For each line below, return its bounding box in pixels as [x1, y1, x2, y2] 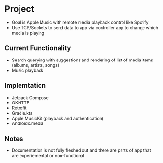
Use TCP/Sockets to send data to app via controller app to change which [11, 24, 159, 30]
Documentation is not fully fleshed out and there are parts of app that [11, 147, 152, 153]
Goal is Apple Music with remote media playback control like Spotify [11, 20, 149, 25]
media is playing [11, 30, 45, 36]
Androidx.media [11, 121, 44, 126]
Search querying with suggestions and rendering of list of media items [11, 57, 153, 63]
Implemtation [4, 81, 46, 90]
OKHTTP [11, 100, 30, 105]
